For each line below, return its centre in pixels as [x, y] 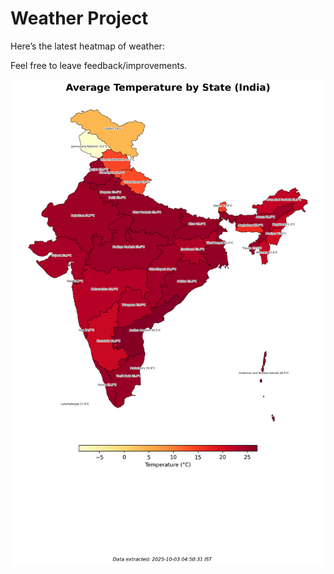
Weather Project [79, 18]
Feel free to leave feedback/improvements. [99, 65]
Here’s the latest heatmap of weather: [87, 46]
